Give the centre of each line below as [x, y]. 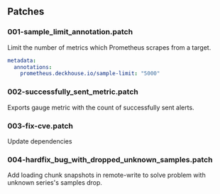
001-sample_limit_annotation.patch [70, 32]
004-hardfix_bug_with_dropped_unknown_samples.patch [110, 159]
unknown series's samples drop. [55, 183]
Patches [26, 12]
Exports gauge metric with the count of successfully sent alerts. [101, 107]
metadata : [22, 60]
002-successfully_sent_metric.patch [73, 92]
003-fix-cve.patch [40, 126]
